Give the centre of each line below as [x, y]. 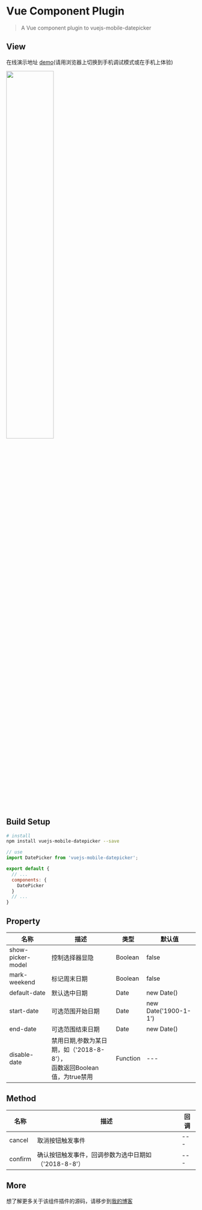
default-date [28, 993]
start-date [24, 1011]
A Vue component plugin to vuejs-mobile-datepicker [86, 28]
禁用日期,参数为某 [76, 1041]
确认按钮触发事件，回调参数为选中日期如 [94, 1155]
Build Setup [28, 822]
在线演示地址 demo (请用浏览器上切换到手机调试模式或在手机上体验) [90, 62]
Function [128, 1058]
